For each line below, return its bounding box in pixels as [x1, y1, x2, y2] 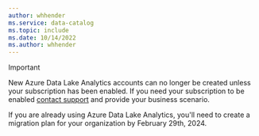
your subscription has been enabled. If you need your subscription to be [8, 86, 245, 96]
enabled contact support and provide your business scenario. [8, 95, 211, 104]
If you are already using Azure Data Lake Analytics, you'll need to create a [8, 110, 250, 119]
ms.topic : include [8, 26, 69, 34]
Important [8, 62, 41, 72]
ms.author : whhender [8, 41, 77, 49]
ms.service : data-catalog [8, 19, 94, 27]
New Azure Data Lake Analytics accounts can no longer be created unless [8, 78, 252, 88]
